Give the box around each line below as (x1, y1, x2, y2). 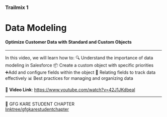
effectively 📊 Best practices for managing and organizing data (5, 75, 133, 81)
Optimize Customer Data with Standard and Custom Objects (5, 39, 132, 45)
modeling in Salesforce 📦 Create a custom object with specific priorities (5, 62, 154, 68)
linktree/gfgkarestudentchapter (5, 106, 69, 113)
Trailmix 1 (5, 4, 29, 11)
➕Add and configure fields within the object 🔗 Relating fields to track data (5, 69, 156, 75)
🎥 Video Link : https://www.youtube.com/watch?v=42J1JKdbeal (5, 87, 136, 93)
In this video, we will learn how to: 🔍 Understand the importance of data (5, 55, 153, 61)
